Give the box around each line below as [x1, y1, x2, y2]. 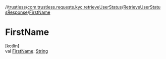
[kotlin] [5, 43, 20, 49]
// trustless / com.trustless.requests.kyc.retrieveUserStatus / [5, 4, 124, 10]
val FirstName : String [5, 48, 48, 54]
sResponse [5, 9, 28, 15]
